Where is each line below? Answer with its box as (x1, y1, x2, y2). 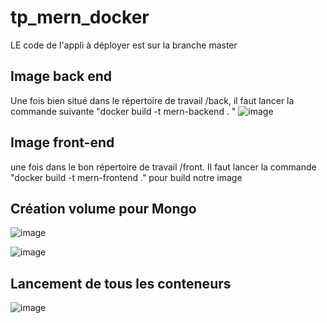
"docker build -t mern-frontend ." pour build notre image (10, 171, 243, 183)
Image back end (10, 68, 112, 85)
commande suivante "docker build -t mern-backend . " (10, 105, 237, 117)
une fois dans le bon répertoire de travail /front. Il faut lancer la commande (10, 161, 317, 173)
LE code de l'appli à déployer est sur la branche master (10, 39, 238, 51)
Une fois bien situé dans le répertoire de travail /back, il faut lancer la (10, 94, 295, 106)
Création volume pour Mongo (10, 200, 197, 217)
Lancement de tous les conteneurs (10, 275, 232, 292)
